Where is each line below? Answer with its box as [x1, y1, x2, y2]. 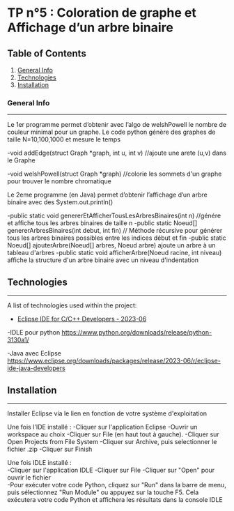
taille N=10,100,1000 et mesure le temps [7, 135, 120, 144]
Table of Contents [7, 47, 87, 59]
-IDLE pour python [7, 328, 61, 337]
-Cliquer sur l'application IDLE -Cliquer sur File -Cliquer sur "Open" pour [7, 466, 215, 474]
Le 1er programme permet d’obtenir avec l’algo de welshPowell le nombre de [7, 121, 227, 129]
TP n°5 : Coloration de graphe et [7, 5, 197, 21]
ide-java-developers [7, 364, 66, 372]
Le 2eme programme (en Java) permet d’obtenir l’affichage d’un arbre [7, 190, 208, 199]
